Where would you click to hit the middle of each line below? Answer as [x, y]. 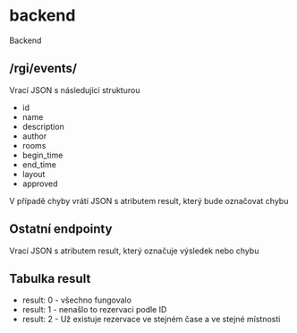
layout [34, 174]
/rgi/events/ [43, 68]
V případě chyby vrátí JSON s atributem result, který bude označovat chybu [149, 201]
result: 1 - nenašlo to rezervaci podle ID [94, 310]
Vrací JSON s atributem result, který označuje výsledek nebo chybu [134, 251]
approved [40, 184]
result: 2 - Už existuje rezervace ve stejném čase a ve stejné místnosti [151, 320]
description [43, 126]
